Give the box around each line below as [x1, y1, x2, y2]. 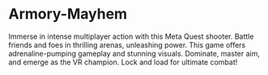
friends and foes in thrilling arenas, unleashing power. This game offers [8, 40, 246, 49]
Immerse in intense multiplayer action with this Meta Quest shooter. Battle [8, 31, 254, 41]
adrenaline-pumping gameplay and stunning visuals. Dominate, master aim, [8, 48, 261, 58]
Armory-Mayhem [8, 5, 128, 23]
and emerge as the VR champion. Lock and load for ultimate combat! [8, 57, 238, 67]
